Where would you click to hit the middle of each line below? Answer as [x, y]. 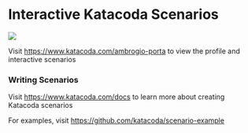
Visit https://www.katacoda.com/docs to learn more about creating [117, 97]
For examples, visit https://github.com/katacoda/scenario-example [116, 120]
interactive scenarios [42, 59]
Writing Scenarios [43, 79]
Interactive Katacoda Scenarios [113, 15]
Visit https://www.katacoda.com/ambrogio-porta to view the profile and [124, 51]
